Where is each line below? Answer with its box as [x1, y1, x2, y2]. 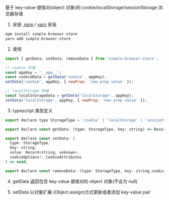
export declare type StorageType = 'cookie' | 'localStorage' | [5, 118, 143, 123]
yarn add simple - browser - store [5, 36, 71, 41]
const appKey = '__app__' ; [5, 70, 62, 75]
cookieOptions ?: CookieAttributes [10, 155, 82, 160]
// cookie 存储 [5, 65, 36, 70]
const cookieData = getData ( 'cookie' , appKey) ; [5, 75, 107, 80]
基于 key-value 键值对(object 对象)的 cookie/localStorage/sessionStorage [5, 5, 157, 10]
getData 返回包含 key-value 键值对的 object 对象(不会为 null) [12, 178, 138, 184]
